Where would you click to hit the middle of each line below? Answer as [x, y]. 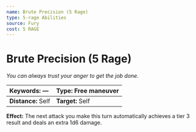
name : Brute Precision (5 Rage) [47, 12]
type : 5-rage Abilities [37, 18]
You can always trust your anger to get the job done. [72, 76]
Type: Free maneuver [87, 91]
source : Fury [23, 23]
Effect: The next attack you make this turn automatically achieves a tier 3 [98, 116]
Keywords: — [29, 91]
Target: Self [73, 101]
